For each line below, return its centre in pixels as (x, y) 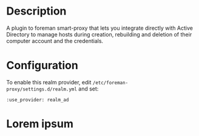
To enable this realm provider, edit (49, 82)
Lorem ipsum (40, 124)
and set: (89, 89)
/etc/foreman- (110, 83)
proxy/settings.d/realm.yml (42, 89)
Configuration (42, 66)
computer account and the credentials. (55, 41)
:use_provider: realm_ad (38, 100)
